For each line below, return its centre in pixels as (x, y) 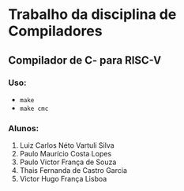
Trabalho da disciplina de (92, 15)
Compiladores (55, 31)
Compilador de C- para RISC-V (85, 60)
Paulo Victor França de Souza (68, 162)
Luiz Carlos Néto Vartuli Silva (67, 145)
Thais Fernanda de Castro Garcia (73, 171)
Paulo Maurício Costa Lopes (66, 154)
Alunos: (24, 128)
